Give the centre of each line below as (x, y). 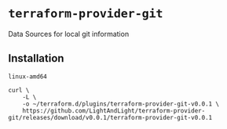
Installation (36, 58)
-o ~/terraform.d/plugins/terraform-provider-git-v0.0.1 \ (121, 104)
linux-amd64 (27, 77)
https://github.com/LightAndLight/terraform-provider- (114, 111)
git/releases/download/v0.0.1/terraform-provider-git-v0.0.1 (110, 117)
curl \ (19, 90)
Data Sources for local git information (69, 34)
